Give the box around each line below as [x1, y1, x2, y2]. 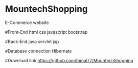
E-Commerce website [5, 20, 49, 25]
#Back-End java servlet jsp [5, 38, 59, 45]
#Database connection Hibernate [5, 48, 72, 54]
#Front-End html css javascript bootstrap [5, 29, 88, 35]
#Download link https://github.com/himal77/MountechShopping [5, 57, 134, 63]
